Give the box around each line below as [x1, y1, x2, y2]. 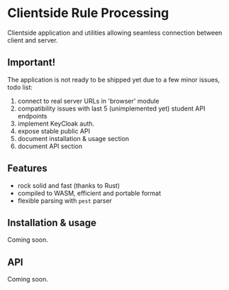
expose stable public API [17, 126, 91, 135]
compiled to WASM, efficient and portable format [17, 189, 162, 197]
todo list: [7, 83, 33, 91]
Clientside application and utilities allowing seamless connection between [7, 28, 223, 37]
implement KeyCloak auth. [17, 119, 95, 128]
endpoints [17, 111, 48, 120]
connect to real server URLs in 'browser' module [17, 96, 160, 105]
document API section [17, 142, 83, 150]
